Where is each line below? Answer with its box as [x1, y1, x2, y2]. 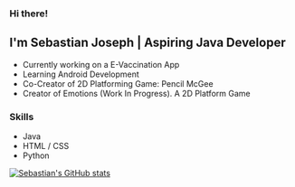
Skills [9, 110, 34, 123]
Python [22, 150, 50, 161]
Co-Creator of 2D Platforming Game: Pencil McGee [22, 78, 214, 89]
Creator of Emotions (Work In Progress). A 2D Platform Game [22, 88, 251, 98]
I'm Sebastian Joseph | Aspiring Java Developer [9, 35, 287, 51]
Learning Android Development [22, 69, 140, 79]
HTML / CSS [22, 141, 70, 152]
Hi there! [9, 7, 49, 20]
